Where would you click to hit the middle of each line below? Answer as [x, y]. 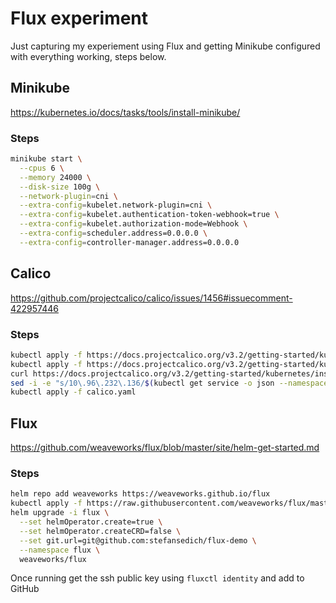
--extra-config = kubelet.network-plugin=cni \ [116, 205]
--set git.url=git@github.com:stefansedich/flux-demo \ [138, 540]
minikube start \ [46, 159]
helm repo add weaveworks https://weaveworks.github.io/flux [140, 494]
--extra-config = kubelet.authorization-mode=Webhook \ [133, 224]
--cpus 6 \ [42, 168]
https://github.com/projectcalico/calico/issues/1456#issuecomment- [151, 298]
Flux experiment [79, 18]
